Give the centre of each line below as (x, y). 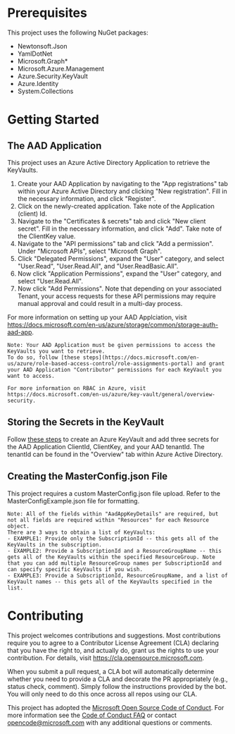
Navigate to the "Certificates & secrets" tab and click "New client (112, 221)
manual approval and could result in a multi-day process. (100, 303)
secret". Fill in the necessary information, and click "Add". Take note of (120, 228)
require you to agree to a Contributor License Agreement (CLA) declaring (113, 642)
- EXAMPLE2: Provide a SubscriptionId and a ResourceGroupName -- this (114, 551)
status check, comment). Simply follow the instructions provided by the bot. (117, 686)
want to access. (31, 376)
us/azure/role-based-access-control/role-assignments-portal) (100, 363)
